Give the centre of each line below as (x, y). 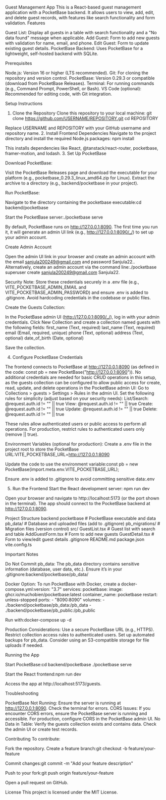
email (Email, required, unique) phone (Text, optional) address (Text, (75, 333)
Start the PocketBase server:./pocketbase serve (54, 217)
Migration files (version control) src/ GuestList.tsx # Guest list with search (80, 529)
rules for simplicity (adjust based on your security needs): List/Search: (77, 398)
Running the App (22, 655)
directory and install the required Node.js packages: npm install (70, 139)
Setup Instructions (24, 103)
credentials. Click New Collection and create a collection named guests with (83, 322)
